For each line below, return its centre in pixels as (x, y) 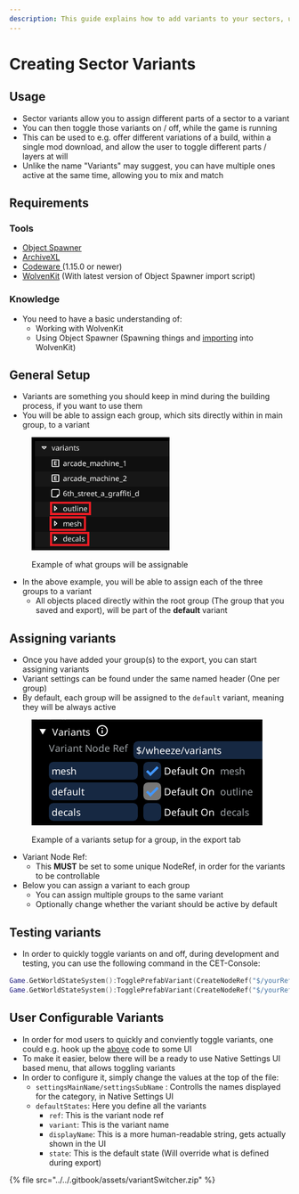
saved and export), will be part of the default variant (131, 610)
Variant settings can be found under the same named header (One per (151, 679)
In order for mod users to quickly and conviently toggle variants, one (148, 1039)
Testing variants (55, 932)
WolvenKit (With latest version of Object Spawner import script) (139, 276)
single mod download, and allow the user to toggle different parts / (144, 146)
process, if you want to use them (82, 406)
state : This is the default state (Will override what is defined (159, 1153)
